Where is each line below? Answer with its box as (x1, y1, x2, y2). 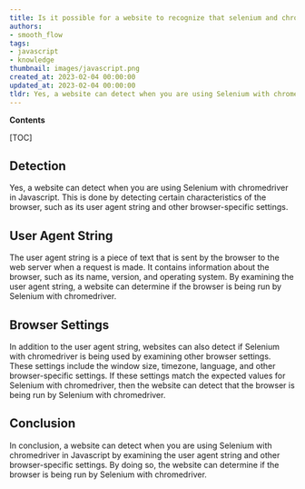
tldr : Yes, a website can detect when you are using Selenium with (9, 89, 271, 98)
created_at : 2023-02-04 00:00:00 (9, 73, 136, 82)
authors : (9, 22, 43, 31)
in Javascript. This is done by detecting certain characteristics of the (9, 192, 267, 203)
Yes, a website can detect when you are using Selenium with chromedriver (9, 183, 289, 194)
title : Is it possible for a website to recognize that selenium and (9, 13, 279, 23)
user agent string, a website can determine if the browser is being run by (9, 281, 282, 292)
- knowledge (9, 55, 54, 65)
